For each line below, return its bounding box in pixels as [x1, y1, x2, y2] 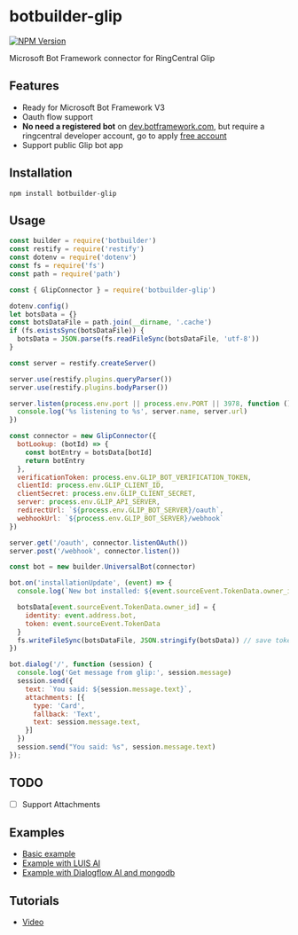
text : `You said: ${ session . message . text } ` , [25, 685, 192, 694]
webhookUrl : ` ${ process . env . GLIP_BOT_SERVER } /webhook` [17, 514, 224, 522]
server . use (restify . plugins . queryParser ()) [9, 374, 173, 383]
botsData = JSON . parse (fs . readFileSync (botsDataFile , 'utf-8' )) [17, 334, 260, 343]
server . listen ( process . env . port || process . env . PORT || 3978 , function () [9, 399, 292, 408]
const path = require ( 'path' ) [9, 269, 122, 279]
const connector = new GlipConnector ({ [9, 432, 157, 441]
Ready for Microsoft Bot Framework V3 [21, 102, 166, 113]
